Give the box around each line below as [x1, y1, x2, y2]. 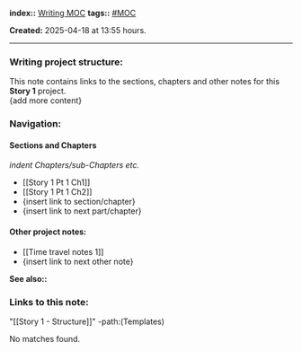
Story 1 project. [9, 85, 67, 97]
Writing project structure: [9, 56, 123, 68]
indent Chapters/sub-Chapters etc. [9, 160, 140, 171]
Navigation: [9, 118, 61, 130]
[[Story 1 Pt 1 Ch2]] [22, 187, 93, 197]
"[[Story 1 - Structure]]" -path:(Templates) [9, 316, 164, 327]
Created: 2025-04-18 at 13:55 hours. [9, 25, 147, 35]
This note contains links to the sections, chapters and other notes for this [9, 76, 280, 87]
